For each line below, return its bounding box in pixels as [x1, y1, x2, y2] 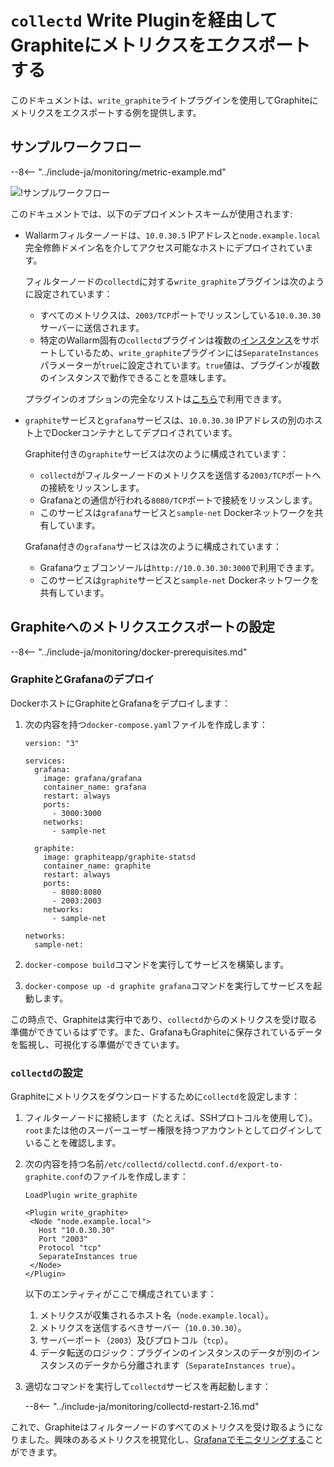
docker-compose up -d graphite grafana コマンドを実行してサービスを [24, 979, 314, 991]
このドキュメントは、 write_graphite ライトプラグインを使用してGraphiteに [10, 94, 319, 106]
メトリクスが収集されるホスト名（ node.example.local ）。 [39, 1309, 275, 1321]
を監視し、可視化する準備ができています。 [10, 1038, 185, 1050]
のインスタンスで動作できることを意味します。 [39, 371, 232, 383]
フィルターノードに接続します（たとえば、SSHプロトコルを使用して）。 [24, 1112, 318, 1124]
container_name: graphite [43, 861, 152, 871]
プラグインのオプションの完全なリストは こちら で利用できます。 [24, 392, 287, 405]
